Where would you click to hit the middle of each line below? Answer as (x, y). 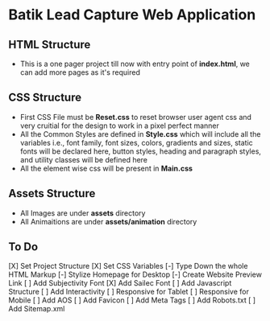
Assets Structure (52, 193)
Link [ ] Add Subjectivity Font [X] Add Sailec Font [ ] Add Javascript (120, 283)
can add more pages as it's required (80, 72)
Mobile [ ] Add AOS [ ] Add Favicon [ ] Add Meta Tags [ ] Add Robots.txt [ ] (132, 300)
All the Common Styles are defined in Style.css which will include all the (140, 134)
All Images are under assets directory (83, 213)
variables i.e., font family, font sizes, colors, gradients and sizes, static (137, 142)
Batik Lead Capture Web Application (132, 15)
